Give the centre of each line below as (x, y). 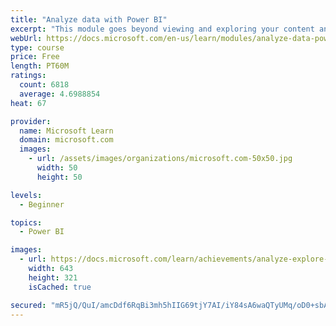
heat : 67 (28, 103)
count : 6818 (44, 85)
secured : (28, 305)
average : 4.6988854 (60, 94)
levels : (26, 195)
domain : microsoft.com (66, 140)
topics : (26, 222)
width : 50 (57, 168)
